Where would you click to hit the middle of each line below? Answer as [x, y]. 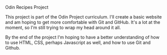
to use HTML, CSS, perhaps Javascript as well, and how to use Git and [78, 42]
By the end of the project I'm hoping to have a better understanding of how [82, 37]
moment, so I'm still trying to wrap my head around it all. [63, 27]
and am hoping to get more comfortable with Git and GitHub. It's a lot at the [83, 22]
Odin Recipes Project [27, 7]
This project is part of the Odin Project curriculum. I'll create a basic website [83, 17]
